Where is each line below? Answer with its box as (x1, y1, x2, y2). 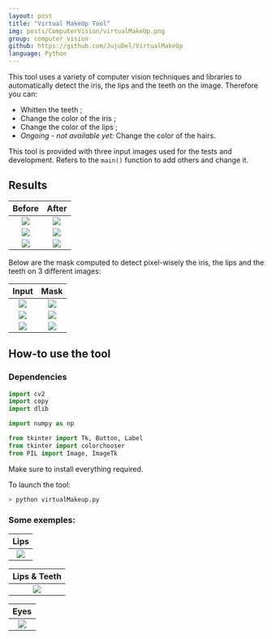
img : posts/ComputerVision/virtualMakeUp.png (8, 27, 165, 35)
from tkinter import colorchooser (8, 442, 126, 450)
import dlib (8, 405, 49, 413)
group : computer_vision (8, 34, 89, 43)
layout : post (8, 11, 53, 20)
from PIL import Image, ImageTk (8, 449, 118, 457)
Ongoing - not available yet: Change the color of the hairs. (19, 131, 217, 140)
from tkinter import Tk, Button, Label (8, 434, 144, 443)
